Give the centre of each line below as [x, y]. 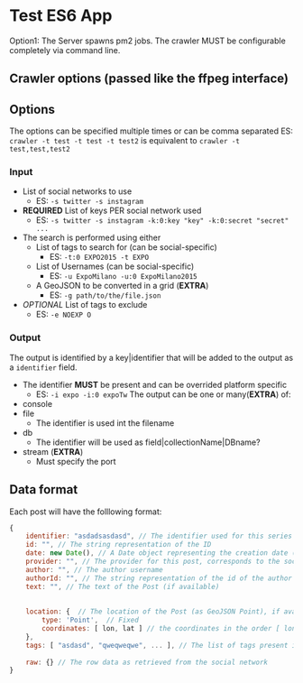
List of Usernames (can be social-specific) [115, 266]
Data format [44, 489]
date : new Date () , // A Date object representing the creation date [157, 553]
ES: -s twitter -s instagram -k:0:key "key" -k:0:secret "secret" [162, 220]
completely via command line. [65, 50]
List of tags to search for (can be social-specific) [127, 247]
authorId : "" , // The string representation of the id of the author [159, 578]
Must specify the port [76, 461]
